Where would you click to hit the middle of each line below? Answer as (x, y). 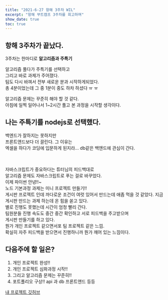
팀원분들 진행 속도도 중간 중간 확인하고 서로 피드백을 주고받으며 (67, 213)
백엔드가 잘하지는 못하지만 (31, 135)
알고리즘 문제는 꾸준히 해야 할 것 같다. (42, 99)
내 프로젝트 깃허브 (23, 292)
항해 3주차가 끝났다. (34, 45)
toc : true (16, 24)
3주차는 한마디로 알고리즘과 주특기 (39, 59)
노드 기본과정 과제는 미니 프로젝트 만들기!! (46, 188)
